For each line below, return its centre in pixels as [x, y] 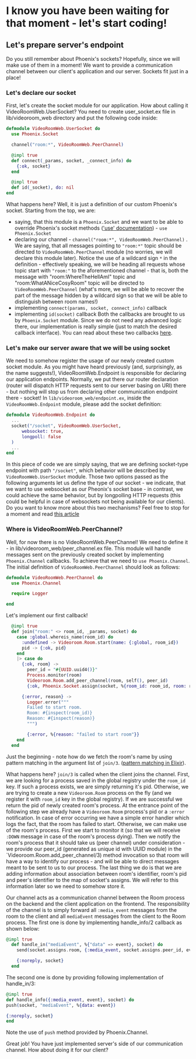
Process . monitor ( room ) [55, 675]
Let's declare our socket [41, 93]
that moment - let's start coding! [87, 23]
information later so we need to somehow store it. [66, 886]
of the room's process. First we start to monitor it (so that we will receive [93, 830]
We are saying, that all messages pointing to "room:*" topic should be [98, 246]
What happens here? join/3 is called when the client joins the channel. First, [98, 774]
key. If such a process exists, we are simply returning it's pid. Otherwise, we [97, 787]
